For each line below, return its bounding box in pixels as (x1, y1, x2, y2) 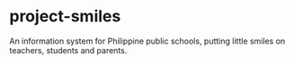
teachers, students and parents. (9, 44, 128, 55)
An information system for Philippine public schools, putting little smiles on (9, 36, 286, 46)
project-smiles (9, 6, 121, 27)
